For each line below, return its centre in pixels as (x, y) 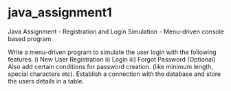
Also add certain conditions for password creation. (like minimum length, (111, 66)
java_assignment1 (60, 13)
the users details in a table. (46, 81)
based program (30, 38)
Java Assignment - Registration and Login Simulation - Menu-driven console (116, 31)
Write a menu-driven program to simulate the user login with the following (112, 52)
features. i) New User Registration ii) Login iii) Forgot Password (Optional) (112, 59)
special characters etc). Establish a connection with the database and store (114, 74)
